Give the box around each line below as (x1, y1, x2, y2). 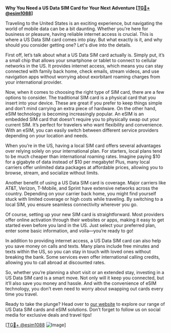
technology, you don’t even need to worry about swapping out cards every (5, 286, 163, 292)
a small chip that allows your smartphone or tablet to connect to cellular (5, 57, 157, 64)
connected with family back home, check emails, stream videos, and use (5, 68, 159, 74)
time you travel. (5, 291, 39, 297)
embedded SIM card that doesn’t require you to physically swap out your (5, 116, 160, 122)
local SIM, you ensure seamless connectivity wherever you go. (5, 201, 138, 207)
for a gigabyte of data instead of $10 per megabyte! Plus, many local (5, 159, 150, 165)
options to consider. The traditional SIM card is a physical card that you (5, 95, 156, 100)
